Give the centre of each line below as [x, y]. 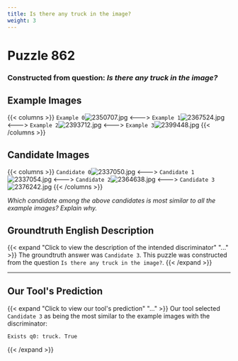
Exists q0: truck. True [42, 336]
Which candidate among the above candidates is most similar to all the [112, 201]
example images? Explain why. [52, 208]
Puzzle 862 [41, 56]
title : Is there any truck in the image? [69, 14]
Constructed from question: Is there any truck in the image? [113, 77]
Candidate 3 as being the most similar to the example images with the [109, 316]
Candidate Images [49, 155]
